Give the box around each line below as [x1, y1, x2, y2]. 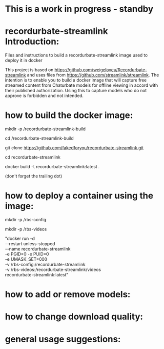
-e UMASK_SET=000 [5, 256, 47, 262]
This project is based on [5, 67, 54, 73]
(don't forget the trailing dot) [5, 173, 62, 179]
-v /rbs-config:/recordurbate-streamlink [5, 262, 85, 267]
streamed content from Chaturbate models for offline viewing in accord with [5, 82, 158, 88]
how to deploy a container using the [5, 190, 154, 201]
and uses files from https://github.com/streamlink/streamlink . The [27, 72, 159, 78]
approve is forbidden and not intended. [5, 93, 84, 98]
